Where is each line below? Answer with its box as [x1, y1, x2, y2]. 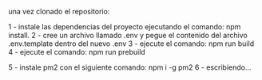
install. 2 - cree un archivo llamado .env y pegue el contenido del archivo [8, 31, 248, 40]
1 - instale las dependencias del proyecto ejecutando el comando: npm [8, 22, 241, 31]
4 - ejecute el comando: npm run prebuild [8, 48, 145, 56]
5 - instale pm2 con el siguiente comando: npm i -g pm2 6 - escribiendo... [8, 63, 252, 72]
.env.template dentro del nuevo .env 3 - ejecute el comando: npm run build [8, 39, 254, 48]
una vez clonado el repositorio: [8, 7, 110, 16]
